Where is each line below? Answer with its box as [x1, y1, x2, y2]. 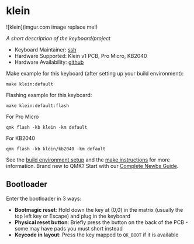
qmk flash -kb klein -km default [6, 124, 88, 130]
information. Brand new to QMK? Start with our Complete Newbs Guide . [6, 162, 179, 169]
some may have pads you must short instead [14, 225, 123, 232]
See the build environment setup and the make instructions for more [6, 156, 171, 163]
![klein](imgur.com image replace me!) [6, 23, 98, 30]
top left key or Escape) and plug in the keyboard [14, 212, 130, 219]
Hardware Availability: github [14, 59, 84, 66]
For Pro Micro [6, 113, 39, 120]
